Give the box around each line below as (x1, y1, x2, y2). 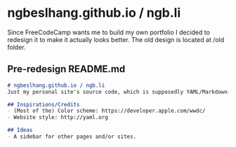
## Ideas (7, 127, 33, 134)
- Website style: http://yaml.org (7, 114, 109, 121)
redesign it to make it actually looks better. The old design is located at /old (7, 35, 225, 43)
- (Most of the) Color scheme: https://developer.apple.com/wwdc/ (7, 107, 206, 115)
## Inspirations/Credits (7, 101, 80, 108)
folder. (7, 43, 26, 51)
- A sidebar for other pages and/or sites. (7, 133, 137, 140)
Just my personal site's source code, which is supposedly (7, 88, 184, 95)
